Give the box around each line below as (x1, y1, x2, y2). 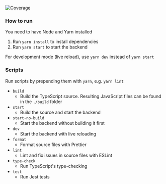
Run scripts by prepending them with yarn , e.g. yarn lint (5, 78, 124, 84)
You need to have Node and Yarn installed (5, 29, 92, 35)
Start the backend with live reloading (20, 130, 97, 136)
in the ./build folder (20, 99, 62, 105)
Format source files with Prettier (20, 142, 87, 148)
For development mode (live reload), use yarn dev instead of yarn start (5, 54, 154, 60)
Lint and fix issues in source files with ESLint (20, 152, 112, 158)
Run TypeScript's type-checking (20, 163, 88, 169)
